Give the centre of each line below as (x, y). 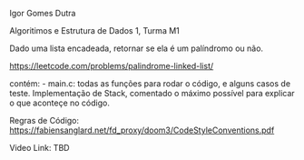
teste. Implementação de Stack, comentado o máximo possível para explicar (152, 93)
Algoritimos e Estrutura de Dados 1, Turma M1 (94, 30)
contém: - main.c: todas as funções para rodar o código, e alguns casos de (150, 84)
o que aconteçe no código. (60, 103)
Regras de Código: (44, 120)
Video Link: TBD (39, 148)
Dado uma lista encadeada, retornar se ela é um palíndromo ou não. (137, 48)
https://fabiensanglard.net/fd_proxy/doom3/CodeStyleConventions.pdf (142, 130)
